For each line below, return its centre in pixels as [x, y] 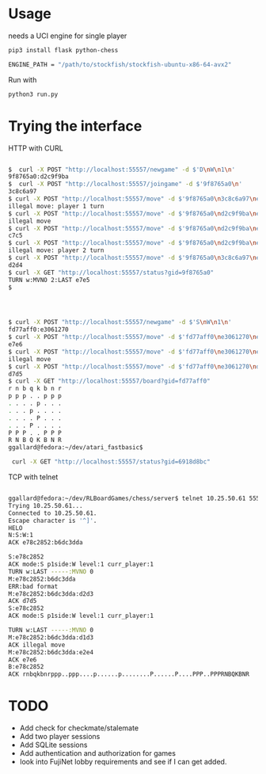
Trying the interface [75, 126]
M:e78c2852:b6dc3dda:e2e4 [51, 652]
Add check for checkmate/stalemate [79, 728]
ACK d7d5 [23, 601]
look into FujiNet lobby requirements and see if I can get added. [123, 762]
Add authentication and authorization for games [98, 753]
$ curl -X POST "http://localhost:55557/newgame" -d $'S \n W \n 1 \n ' [120, 322]
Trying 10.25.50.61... [46, 505]
